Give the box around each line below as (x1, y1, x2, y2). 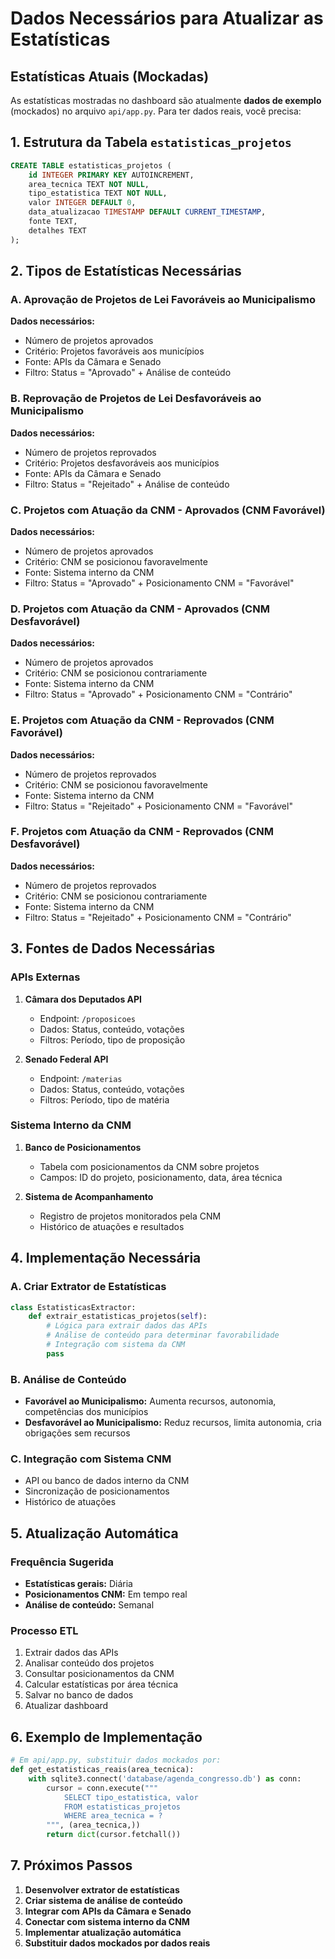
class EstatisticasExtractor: (10, 1302, 137, 1312)
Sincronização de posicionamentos (24, 1485, 170, 1497)
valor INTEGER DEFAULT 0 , (28, 198, 137, 208)
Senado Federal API (24, 1053, 109, 1065)
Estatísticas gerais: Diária (24, 1578, 133, 1590)
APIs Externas (10, 970, 81, 984)
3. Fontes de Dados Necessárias (10, 940, 216, 957)
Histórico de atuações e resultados (39, 1220, 185, 1232)
